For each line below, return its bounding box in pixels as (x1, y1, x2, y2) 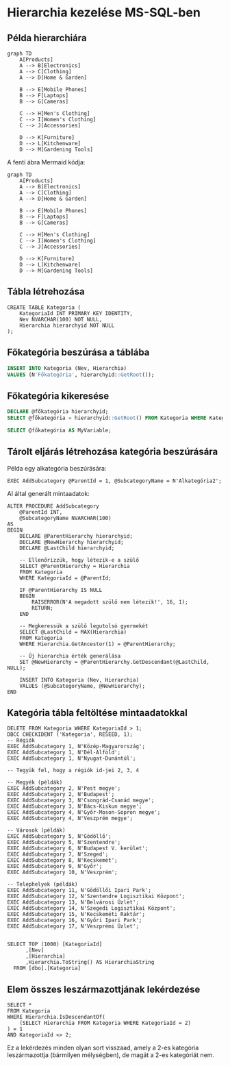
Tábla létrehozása (7, 286, 85, 297)
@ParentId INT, (19, 508, 63, 515)
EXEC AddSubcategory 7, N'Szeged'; (7, 851, 109, 858)
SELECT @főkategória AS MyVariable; (7, 427, 112, 434)
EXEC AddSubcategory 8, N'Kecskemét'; (7, 857, 118, 864)
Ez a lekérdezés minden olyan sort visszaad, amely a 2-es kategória (7, 1043, 199, 1052)
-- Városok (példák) (7, 827, 66, 834)
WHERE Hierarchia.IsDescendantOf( (7, 1014, 106, 1021)
